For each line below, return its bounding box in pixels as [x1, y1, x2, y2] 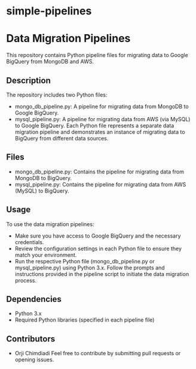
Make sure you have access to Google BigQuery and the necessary [14, 232, 181, 239]
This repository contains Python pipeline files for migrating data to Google [6, 52, 188, 59]
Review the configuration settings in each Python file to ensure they [14, 245, 182, 252]
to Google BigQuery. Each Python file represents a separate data [14, 122, 174, 129]
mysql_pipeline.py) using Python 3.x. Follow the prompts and [14, 264, 166, 271]
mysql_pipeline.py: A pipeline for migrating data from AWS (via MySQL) [14, 115, 191, 122]
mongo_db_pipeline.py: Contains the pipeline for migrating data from [14, 168, 184, 175]
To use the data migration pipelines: [6, 220, 94, 227]
